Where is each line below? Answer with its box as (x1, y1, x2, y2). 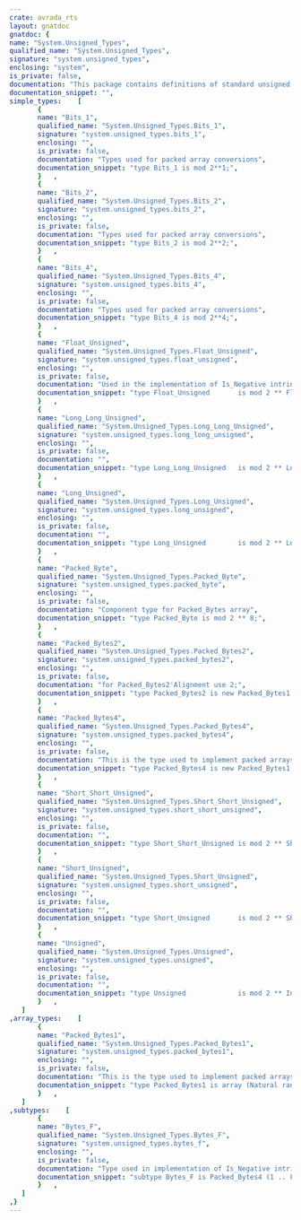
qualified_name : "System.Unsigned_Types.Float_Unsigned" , (37, 346, 258, 355)
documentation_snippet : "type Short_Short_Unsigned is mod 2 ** (37, 839, 282, 848)
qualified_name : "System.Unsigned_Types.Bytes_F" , (37, 1131, 230, 1140)
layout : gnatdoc (9, 22, 70, 30)
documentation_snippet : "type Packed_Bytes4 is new (37, 763, 235, 772)
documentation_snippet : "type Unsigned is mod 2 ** (37, 989, 282, 998)
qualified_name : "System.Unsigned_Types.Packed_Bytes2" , (37, 647, 254, 656)
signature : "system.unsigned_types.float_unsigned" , (37, 355, 239, 364)
